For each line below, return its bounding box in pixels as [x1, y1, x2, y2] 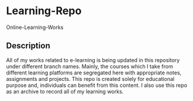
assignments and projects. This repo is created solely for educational [6, 75, 175, 82]
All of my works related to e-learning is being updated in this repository [6, 56, 180, 63]
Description [6, 41, 50, 51]
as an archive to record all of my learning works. [6, 87, 124, 95]
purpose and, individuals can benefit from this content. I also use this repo [6, 82, 188, 89]
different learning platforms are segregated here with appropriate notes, [6, 69, 182, 76]
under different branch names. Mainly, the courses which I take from [6, 63, 173, 70]
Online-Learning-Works [6, 24, 64, 31]
